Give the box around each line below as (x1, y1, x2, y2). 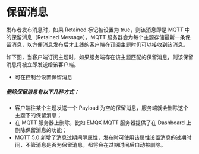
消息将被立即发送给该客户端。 (6, 60, 79, 68)
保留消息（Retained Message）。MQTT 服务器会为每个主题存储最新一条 (11, 33, 185, 40)
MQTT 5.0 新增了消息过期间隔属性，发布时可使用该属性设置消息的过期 (14, 134, 187, 141)
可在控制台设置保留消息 (14, 73, 72, 81)
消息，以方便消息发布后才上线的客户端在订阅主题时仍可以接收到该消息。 (11, 41, 188, 48)
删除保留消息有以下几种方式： (6, 88, 79, 95)
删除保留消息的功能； (14, 126, 67, 133)
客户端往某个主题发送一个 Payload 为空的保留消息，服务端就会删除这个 (14, 104, 189, 111)
